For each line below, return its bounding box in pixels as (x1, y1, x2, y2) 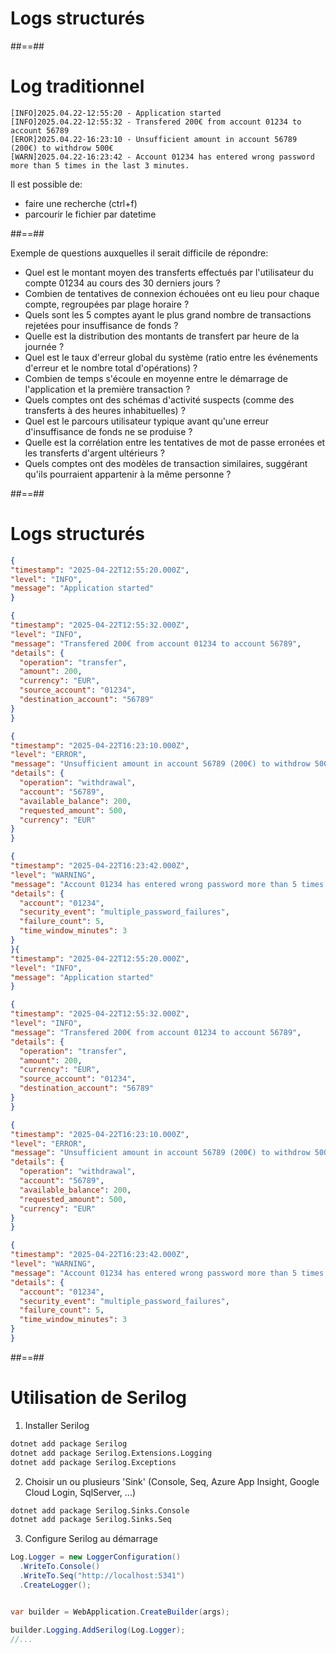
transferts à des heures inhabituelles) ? (24, 404, 186, 416)
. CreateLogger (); (19, 1580, 92, 1590)
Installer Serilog (24, 1419, 90, 1431)
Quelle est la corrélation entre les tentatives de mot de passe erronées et (24, 436, 326, 448)
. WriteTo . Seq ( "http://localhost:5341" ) (19, 1571, 186, 1581)
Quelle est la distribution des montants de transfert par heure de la (24, 330, 300, 342)
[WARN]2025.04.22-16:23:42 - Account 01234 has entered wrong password (10, 152, 315, 162)
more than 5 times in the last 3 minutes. (10, 160, 190, 171)
